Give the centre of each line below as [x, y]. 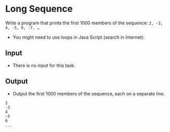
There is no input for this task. [44, 65]
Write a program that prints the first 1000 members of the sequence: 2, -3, [84, 23]
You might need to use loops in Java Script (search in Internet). [79, 37]
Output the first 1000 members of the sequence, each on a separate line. [89, 93]
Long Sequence [39, 9]
